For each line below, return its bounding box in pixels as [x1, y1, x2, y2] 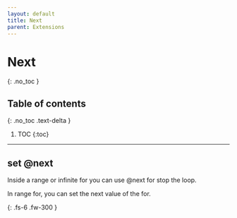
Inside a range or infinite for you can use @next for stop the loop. [7, 176, 197, 184]
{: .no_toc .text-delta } [7, 116, 71, 125]
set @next [7, 157, 54, 169]
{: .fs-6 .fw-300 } [7, 202, 58, 212]
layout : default [7, 10, 55, 18]
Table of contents [7, 97, 86, 109]
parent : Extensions [7, 23, 65, 30]
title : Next [7, 17, 42, 24]
